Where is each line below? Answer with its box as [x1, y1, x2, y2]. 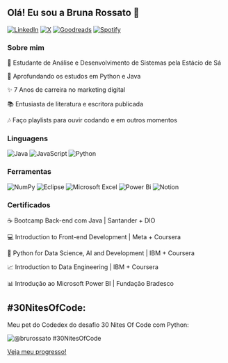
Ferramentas [7, 167, 52, 177]
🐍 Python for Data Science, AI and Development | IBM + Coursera [7, 249, 195, 257]
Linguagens [7, 134, 49, 143]
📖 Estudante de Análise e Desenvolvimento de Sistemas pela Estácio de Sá [7, 58, 221, 67]
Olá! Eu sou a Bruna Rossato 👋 [7, 7, 140, 19]
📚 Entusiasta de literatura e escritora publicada [7, 100, 144, 108]
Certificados [7, 200, 51, 209]
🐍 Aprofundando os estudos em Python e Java [7, 72, 141, 81]
